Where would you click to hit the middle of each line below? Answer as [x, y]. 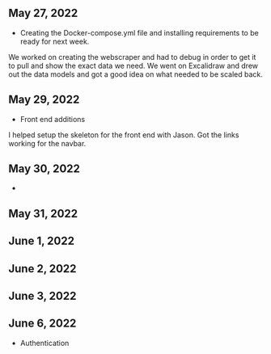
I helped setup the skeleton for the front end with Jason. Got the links [124, 135]
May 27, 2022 [43, 13]
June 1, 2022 [42, 241]
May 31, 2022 [43, 213]
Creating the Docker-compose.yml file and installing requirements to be [139, 32]
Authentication [44, 343]
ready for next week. [55, 41]
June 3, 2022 [42, 296]
